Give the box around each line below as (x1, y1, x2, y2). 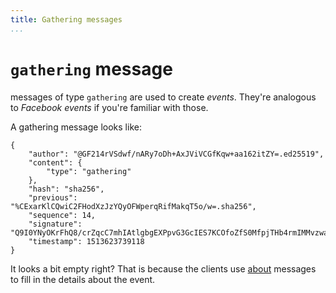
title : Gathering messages (10, 14, 123, 25)
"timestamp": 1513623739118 (28, 236, 145, 246)
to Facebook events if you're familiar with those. (10, 101, 209, 113)
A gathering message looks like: (10, 121, 142, 133)
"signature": (28, 219, 83, 229)
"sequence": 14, (28, 210, 97, 220)
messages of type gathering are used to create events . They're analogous (10, 91, 317, 103)
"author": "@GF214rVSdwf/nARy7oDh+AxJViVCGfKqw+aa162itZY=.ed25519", (28, 149, 325, 159)
